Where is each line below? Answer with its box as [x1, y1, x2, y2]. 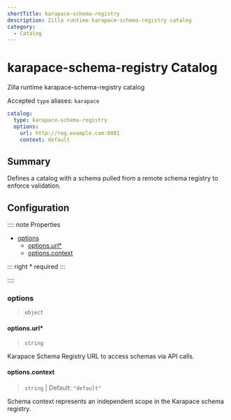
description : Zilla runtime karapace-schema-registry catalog [7, 17, 192, 24]
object [24, 309, 44, 316]
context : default [20, 136, 70, 143]
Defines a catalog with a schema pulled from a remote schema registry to [7, 174, 218, 183]
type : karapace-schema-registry [13, 117, 108, 124]
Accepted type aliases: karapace [7, 97, 100, 105]
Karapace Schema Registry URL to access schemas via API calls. [7, 351, 195, 360]
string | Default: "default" [24, 383, 102, 392]
